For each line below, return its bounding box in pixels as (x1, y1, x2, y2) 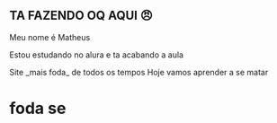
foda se (9, 99, 67, 119)
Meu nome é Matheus (9, 31, 91, 42)
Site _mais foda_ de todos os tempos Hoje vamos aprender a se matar (9, 66, 269, 77)
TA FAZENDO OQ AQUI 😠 (9, 8, 153, 23)
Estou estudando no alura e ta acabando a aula (9, 49, 184, 60)
